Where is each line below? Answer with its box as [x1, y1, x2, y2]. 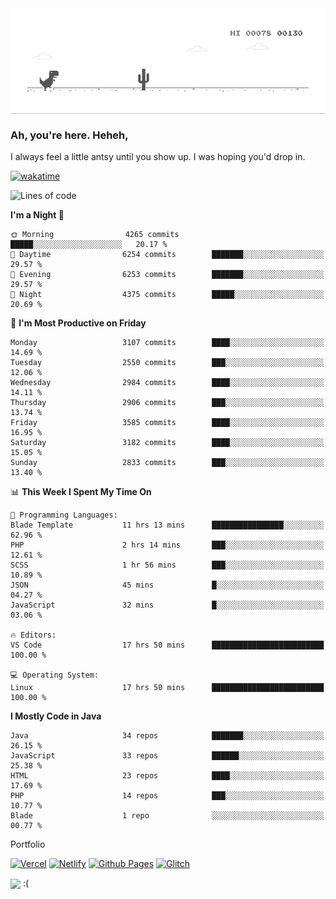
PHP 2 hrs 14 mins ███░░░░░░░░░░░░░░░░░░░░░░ [10, 540, 325, 551]
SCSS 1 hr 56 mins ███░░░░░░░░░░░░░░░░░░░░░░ [10, 560, 325, 571]
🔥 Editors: [10, 630, 57, 641]
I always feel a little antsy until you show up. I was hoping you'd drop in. [10, 151, 306, 163]
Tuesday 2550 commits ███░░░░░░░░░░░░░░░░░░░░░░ [10, 358, 325, 368]
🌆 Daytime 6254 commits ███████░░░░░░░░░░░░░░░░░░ [10, 250, 325, 260]
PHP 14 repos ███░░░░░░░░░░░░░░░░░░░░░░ [10, 791, 325, 801]
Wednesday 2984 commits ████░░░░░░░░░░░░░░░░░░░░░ [10, 378, 325, 388]
